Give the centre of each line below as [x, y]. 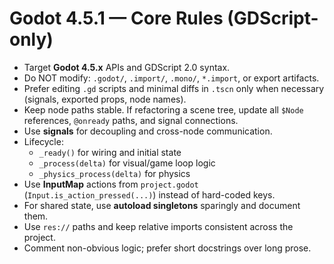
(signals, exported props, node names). [105, 99]
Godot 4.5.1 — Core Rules [116, 18]
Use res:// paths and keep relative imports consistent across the [158, 226]
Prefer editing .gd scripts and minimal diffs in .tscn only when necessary [174, 88]
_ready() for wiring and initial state [110, 152]
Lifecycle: [43, 141]
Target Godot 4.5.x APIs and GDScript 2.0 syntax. [127, 67]
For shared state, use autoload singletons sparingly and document [162, 205]
